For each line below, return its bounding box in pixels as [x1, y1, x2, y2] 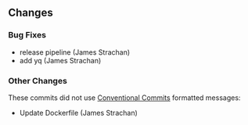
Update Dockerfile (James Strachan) [19, 108, 138, 117]
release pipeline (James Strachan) [19, 47, 131, 57]
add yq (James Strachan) [19, 55, 102, 65]
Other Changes [8, 75, 68, 86]
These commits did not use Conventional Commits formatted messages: [8, 93, 241, 102]
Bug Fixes [8, 30, 47, 41]
